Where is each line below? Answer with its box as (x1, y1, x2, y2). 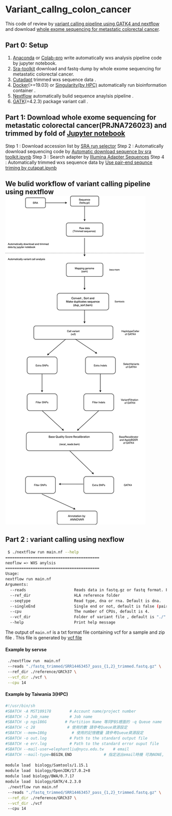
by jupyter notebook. (12, 60, 57, 66)
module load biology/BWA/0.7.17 (5, 774, 74, 779)
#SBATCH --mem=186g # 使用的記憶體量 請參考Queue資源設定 (5, 730, 144, 735)
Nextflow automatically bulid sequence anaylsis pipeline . (12, 92, 134, 99)
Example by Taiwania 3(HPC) (5, 691, 68, 697)
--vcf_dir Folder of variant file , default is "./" (10, 615, 166, 620)
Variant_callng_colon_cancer (5, 4, 132, 15)
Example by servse (5, 646, 47, 653)
